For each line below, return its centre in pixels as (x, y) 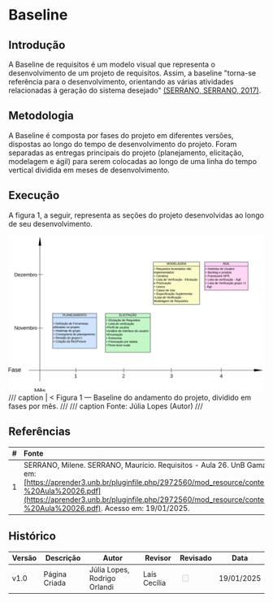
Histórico (32, 537)
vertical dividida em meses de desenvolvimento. (89, 170)
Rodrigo (102, 578)
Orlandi (101, 587)
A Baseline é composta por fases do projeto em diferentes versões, (121, 135)
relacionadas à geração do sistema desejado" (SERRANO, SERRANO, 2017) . (135, 90)
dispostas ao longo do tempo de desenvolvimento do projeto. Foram (123, 144)
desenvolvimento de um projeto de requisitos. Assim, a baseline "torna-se (132, 73)
